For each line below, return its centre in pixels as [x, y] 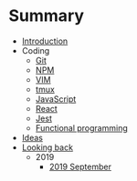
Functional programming [82, 127]
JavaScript [56, 99]
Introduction [45, 41]
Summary [46, 16]
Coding [36, 50]
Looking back [47, 147]
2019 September [80, 166]
